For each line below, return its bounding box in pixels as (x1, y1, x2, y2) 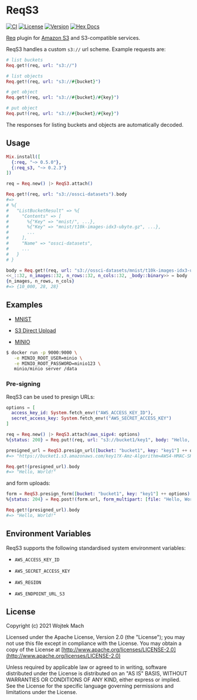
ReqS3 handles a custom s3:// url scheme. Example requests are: (6, 45, 166, 53)
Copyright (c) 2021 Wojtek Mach (6, 623, 84, 630)
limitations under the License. (6, 689, 77, 696)
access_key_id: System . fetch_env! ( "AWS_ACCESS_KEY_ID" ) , (11, 410, 154, 416)
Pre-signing (6, 380, 41, 388)
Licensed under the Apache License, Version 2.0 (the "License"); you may (6, 634, 185, 641)
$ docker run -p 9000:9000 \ (6, 350, 77, 356)
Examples (6, 300, 43, 310)
